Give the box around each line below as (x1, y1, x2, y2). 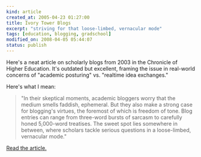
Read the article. (6, 144, 47, 152)
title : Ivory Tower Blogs (6, 20, 71, 26)
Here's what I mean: (6, 83, 56, 90)
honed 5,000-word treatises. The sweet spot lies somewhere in (20, 120, 178, 127)
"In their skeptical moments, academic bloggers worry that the (20, 94, 176, 102)
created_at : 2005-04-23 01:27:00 (6, 14, 90, 20)
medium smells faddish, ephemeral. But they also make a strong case (20, 101, 193, 108)
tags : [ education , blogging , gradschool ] (6, 31, 112, 37)
